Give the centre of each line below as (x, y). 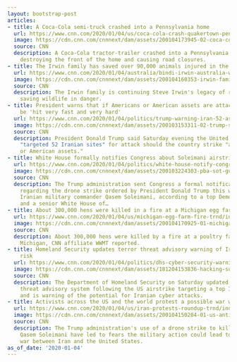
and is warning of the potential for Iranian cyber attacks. (111, 295)
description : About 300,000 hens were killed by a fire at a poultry (118, 237)
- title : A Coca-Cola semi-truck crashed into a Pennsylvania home (109, 27)
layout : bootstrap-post (42, 14)
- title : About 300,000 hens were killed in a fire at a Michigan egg (113, 211)
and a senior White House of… (65, 204)
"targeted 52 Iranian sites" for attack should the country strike (121, 145)
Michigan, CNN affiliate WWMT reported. (80, 243)
